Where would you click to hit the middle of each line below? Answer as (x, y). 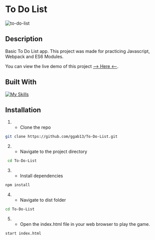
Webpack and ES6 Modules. (34, 56)
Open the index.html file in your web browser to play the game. (85, 224)
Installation (23, 110)
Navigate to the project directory (54, 151)
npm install (18, 185)
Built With (21, 82)
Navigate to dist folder (43, 200)
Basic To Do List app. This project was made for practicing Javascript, (78, 51)
